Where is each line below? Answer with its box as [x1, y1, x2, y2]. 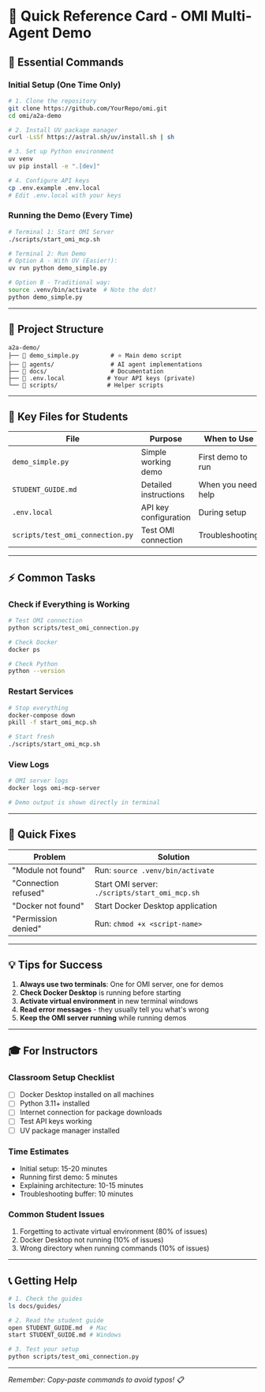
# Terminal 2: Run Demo [8, 249, 87, 258]
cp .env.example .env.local [8, 183, 101, 192]
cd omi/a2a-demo [8, 112, 62, 119]
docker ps [8, 645, 41, 653]
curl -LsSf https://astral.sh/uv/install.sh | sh [8, 134, 175, 142]
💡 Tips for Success [8, 959, 103, 972]
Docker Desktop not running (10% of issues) [19, 1235, 164, 1245]
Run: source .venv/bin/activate [94, 864, 215, 876]
